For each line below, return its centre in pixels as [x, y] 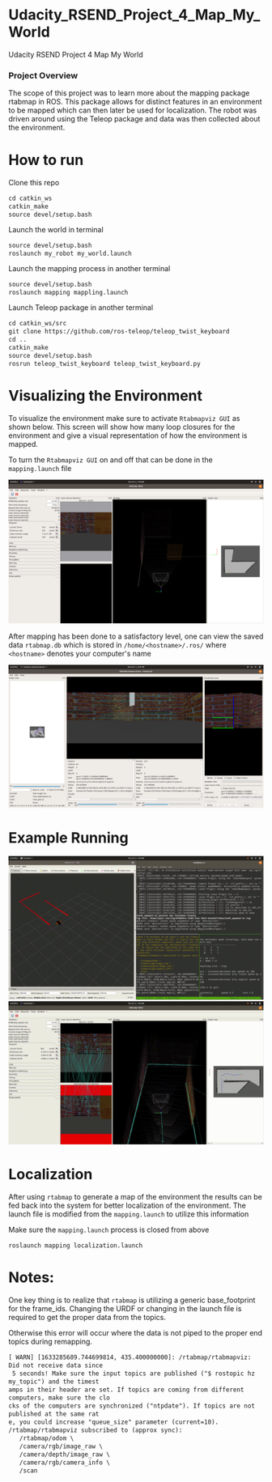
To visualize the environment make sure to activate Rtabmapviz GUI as [124, 418]
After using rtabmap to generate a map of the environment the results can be [136, 1196]
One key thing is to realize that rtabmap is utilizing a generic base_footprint [132, 1300]
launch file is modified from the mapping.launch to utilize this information [129, 1214]
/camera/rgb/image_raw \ [61, 1446]
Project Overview [43, 75]
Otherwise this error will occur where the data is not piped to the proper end [136, 1332]
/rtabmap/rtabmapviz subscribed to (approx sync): [96, 1430]
